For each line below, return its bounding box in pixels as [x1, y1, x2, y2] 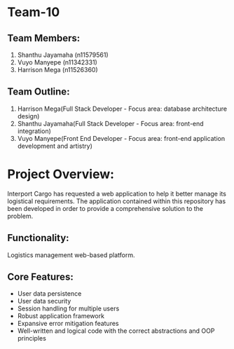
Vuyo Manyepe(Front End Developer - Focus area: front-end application [17, 134, 226, 142]
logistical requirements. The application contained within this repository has [7, 197, 226, 205]
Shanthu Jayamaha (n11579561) [17, 50, 109, 59]
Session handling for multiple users [17, 304, 120, 313]
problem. [7, 212, 34, 220]
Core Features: [7, 271, 74, 282]
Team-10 [7, 4, 60, 20]
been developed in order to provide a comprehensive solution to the [7, 204, 204, 212]
